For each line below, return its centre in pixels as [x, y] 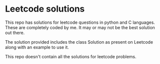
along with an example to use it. [37, 47]
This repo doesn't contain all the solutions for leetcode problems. [71, 56]
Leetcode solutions [45, 9]
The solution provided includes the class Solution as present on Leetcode [79, 42]
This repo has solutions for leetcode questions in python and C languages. [80, 22]
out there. [15, 32]
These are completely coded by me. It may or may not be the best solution [80, 27]
